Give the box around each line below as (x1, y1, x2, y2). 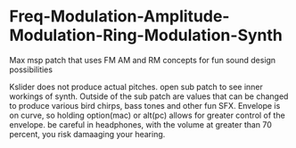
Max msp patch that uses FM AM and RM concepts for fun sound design (9, 54, 276, 65)
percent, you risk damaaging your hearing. (9, 128, 166, 139)
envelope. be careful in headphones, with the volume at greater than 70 (9, 119, 272, 130)
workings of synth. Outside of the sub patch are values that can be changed (9, 91, 289, 102)
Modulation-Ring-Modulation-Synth (9, 25, 284, 45)
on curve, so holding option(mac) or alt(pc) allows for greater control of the (9, 110, 285, 120)
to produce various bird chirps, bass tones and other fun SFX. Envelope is (9, 100, 281, 111)
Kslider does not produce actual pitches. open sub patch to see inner (9, 81, 263, 92)
